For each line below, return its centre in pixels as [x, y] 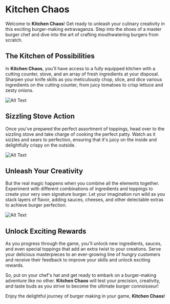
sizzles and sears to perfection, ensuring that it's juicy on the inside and [81, 139]
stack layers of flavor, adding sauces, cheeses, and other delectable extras [84, 200]
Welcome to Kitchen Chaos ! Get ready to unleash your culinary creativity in [85, 24]
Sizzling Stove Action [40, 116]
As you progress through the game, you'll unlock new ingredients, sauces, [84, 244]
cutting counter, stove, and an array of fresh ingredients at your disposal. [82, 74]
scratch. [14, 40]
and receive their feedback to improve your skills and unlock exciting [78, 260]
